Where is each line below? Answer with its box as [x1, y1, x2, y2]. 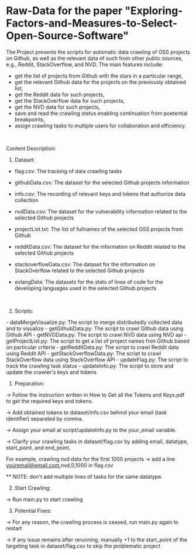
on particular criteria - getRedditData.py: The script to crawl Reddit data [6, 343, 180, 350]
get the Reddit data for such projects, [14, 91, 105, 98]
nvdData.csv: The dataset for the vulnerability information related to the [14, 208, 187, 215]
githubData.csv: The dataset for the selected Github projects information [14, 179, 190, 186]
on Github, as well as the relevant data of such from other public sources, [6, 55, 183, 62]
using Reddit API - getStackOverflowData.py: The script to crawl [6, 350, 161, 357]
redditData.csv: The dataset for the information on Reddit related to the [14, 243, 186, 250]
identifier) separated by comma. [6, 415, 84, 422]
